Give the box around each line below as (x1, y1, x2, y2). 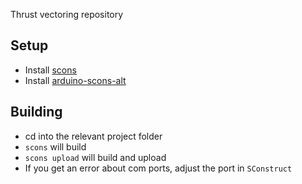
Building (10, 104, 63, 121)
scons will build (24, 140, 87, 153)
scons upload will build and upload (24, 151, 167, 163)
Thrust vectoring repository (10, 9, 124, 20)
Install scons (24, 64, 77, 76)
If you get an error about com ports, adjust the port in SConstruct (24, 162, 293, 174)
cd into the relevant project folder (24, 130, 163, 142)
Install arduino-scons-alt (24, 74, 127, 86)
